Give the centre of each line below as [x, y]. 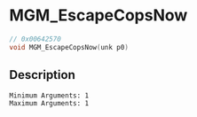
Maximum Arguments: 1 [49, 103]
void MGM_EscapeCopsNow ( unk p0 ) [69, 47]
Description [42, 75]
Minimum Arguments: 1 [49, 95]
